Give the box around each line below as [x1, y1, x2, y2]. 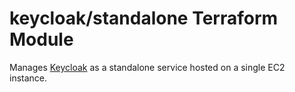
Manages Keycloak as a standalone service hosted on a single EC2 [9, 61, 286, 73]
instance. [9, 72, 48, 84]
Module [9, 28, 74, 51]
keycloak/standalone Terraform [9, 7, 279, 30]
